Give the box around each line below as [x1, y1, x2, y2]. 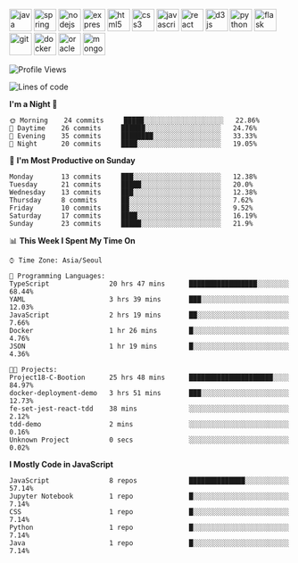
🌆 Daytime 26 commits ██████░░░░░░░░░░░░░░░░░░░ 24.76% [9, 124, 257, 133]
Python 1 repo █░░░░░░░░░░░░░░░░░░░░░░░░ [9, 523, 290, 532]
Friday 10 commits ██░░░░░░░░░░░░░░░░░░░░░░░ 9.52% [9, 203, 253, 212]
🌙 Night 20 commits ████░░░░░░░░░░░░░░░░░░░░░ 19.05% [9, 139, 257, 148]
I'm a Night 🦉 [9, 99, 58, 109]
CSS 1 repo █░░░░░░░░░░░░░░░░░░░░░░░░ [9, 508, 290, 517]
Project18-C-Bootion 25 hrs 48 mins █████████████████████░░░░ [9, 373, 290, 382]
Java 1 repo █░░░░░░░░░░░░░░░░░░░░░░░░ [9, 539, 290, 548]
